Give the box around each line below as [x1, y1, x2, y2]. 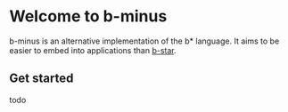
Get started [9, 71, 74, 86]
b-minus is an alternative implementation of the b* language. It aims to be [9, 36, 280, 46]
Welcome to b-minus [9, 6, 168, 27]
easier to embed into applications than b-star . [9, 44, 177, 55]
